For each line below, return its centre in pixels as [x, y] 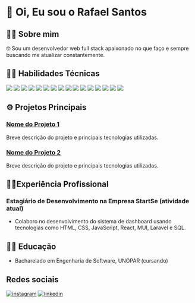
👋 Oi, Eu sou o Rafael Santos [77, 12]
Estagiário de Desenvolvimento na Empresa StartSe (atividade [98, 201]
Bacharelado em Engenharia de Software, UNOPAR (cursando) [91, 261]
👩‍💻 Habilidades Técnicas [53, 74]
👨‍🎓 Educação [31, 246]
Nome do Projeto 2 [34, 153]
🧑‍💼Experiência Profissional [57, 184]
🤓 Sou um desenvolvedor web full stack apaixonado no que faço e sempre [97, 48]
